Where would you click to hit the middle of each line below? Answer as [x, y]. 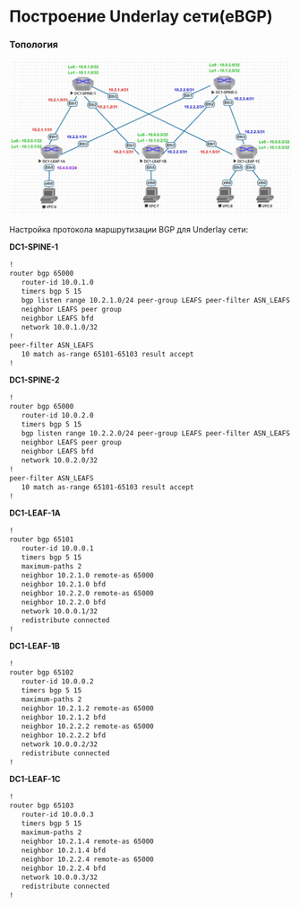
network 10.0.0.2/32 [60, 744]
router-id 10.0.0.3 [57, 815]
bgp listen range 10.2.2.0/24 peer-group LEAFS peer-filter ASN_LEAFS [156, 433]
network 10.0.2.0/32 [60, 460]
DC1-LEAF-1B [34, 646]
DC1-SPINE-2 [34, 380]
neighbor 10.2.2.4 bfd [63, 868]
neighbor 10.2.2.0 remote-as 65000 [87, 593]
